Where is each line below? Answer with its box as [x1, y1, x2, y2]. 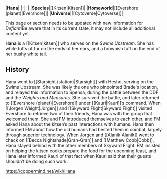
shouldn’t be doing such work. [5, 158, 68, 164]
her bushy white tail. [5, 51, 47, 57]
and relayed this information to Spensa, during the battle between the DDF [5, 89, 159, 95]
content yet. [5, 31, 30, 36]
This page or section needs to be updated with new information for [5, 20, 144, 26]
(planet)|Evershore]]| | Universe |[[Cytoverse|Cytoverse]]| [5, 10, 123, 16]
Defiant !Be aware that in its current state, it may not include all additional [5, 25, 155, 31]
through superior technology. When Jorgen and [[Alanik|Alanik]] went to [5, 132, 154, 138]
